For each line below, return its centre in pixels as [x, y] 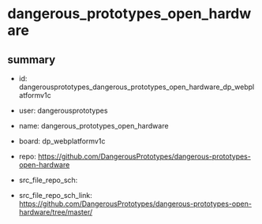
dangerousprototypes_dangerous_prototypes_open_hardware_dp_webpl [137, 87]
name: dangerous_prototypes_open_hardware [94, 126]
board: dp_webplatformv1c [62, 141]
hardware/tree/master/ [56, 212]
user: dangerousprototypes [63, 110]
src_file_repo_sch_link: [55, 195]
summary [32, 60]
